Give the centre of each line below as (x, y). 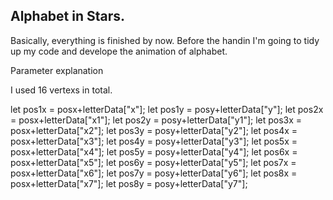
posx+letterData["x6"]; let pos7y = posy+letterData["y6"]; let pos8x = (154, 173)
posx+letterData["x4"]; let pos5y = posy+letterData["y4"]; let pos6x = (154, 151)
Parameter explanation (57, 70)
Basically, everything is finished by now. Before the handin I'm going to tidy (165, 40)
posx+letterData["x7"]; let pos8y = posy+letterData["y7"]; (129, 183)
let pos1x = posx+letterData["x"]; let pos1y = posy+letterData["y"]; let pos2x (167, 109)
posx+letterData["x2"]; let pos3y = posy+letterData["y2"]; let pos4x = (154, 130)
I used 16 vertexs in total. (61, 90)
